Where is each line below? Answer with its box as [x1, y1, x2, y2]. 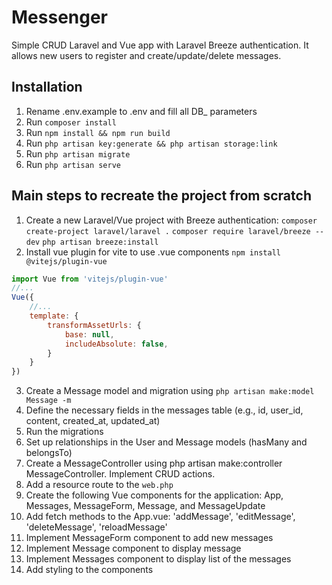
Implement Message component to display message [25, 542, 242, 555]
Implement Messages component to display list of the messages [25, 553, 292, 565]
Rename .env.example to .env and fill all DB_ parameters [25, 105, 258, 117]
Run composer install [25, 116, 117, 128]
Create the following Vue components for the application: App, [25, 489, 284, 501]
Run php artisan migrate [25, 147, 131, 160]
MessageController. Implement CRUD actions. [25, 468, 216, 480]
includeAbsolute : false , [64, 339, 169, 349]
